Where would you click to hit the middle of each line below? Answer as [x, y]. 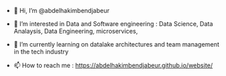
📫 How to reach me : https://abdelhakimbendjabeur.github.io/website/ [113, 65]
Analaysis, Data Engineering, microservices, [76, 31]
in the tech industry [41, 52]
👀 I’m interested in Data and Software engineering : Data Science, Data [113, 24]
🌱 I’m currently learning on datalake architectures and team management [116, 44]
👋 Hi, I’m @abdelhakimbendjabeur [61, 11]
